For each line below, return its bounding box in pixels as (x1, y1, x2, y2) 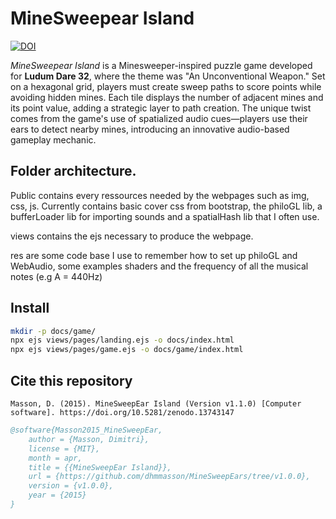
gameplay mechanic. (10, 133, 97, 146)
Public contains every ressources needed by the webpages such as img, (10, 189, 310, 201)
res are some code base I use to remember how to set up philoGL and (10, 249, 298, 261)
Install (10, 300, 50, 317)
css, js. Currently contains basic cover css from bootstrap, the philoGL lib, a (10, 200, 323, 212)
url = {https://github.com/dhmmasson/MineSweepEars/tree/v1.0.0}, (28, 472, 311, 482)
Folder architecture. (10, 163, 137, 180)
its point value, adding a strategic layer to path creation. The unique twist (10, 102, 312, 114)
